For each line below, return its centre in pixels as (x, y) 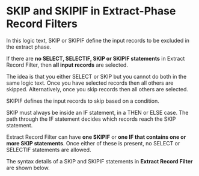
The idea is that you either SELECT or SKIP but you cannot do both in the (96, 76)
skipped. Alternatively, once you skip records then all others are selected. (97, 89)
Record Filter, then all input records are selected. (67, 65)
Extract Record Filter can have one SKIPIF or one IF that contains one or (96, 137)
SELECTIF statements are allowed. (49, 150)
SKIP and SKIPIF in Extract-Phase (91, 11)
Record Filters (42, 24)
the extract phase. (29, 47)
